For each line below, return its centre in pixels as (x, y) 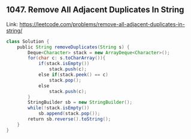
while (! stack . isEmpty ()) (59, 108)
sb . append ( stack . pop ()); (69, 114)
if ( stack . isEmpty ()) (64, 64)
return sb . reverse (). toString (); (69, 119)
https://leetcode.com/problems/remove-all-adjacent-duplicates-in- (102, 24)
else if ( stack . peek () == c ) (73, 75)
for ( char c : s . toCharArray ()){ (67, 58)
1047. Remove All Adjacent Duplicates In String (95, 10)
